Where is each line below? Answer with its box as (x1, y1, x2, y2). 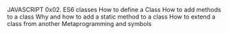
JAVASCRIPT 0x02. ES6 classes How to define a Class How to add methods (7, 6, 221, 13)
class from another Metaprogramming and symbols (7, 20, 152, 27)
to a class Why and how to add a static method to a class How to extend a (7, 13, 216, 21)
